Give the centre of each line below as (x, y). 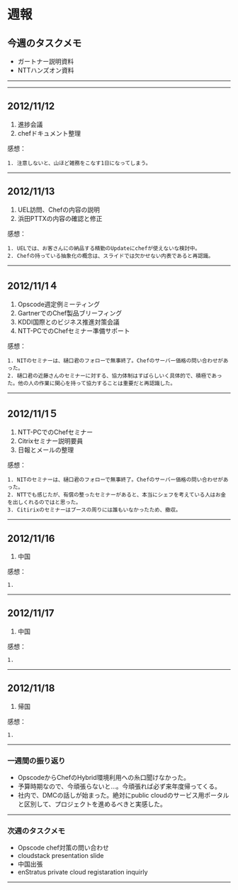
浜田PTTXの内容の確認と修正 (60, 218)
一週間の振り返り (36, 761)
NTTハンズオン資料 (46, 70)
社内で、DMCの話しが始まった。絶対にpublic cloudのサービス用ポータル (123, 795)
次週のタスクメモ (36, 830)
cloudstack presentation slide (61, 856)
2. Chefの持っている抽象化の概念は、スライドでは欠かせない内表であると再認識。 (110, 256)
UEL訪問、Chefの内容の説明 (59, 210)
